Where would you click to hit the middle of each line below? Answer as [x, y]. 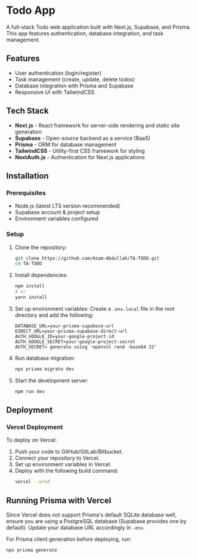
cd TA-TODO [28, 264]
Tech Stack [27, 111]
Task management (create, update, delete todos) [75, 79]
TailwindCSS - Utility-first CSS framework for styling [80, 151]
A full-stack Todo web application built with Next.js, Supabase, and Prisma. [98, 27]
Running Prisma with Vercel [59, 500]
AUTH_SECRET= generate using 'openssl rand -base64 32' [86, 347]
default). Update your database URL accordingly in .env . [76, 528]
